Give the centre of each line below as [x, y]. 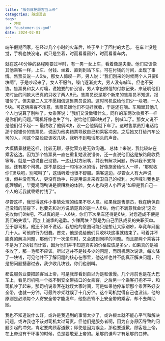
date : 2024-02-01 [23, 33]
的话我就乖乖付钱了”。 [36, 191]
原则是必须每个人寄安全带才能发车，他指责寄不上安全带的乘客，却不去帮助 [80, 298]
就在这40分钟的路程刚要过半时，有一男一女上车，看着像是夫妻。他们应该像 [81, 64]
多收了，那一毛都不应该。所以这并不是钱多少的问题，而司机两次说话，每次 [80, 251]
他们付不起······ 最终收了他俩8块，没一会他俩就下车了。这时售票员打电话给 [84, 125]
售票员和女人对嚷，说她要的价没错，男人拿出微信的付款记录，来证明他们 [87, 88]
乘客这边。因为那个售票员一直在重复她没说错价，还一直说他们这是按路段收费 [82, 154]
